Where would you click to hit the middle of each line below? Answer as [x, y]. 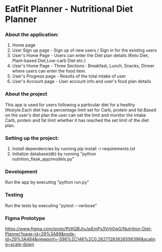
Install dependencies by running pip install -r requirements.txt [74, 149]
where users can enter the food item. [49, 71]
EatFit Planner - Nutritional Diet [69, 9]
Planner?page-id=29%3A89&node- [40, 234]
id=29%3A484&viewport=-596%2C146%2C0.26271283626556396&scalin [80, 239]
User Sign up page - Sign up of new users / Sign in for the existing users [84, 50]
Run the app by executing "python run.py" [47, 182]
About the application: [32, 35]
